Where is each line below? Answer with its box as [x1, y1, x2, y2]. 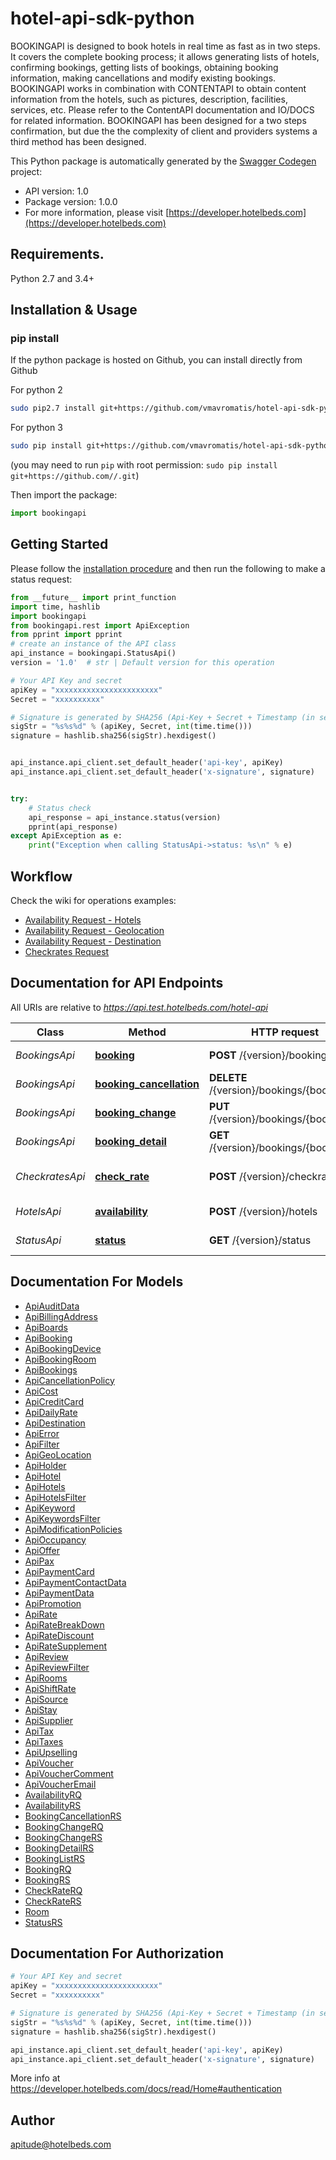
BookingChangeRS [24, 1831, 103, 1843]
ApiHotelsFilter [24, 1491, 87, 1503]
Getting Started [10, 536, 109, 553]
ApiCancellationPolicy [24, 1374, 115, 1386]
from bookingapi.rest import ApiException [10, 620, 190, 631]
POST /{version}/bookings [209, 1048, 333, 1062]
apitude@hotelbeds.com [10, 2138, 112, 2151]
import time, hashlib [10, 602, 101, 612]
